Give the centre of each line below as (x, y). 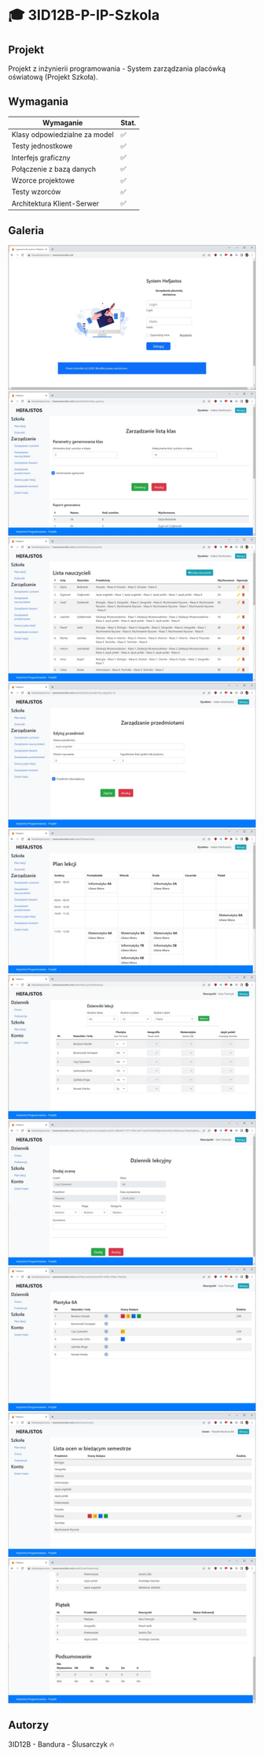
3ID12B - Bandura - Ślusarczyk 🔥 (62, 1744)
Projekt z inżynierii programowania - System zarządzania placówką (117, 69)
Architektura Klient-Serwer (55, 203)
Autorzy (29, 1725)
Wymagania (38, 102)
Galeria (26, 230)
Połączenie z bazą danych (54, 169)
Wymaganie (62, 123)
